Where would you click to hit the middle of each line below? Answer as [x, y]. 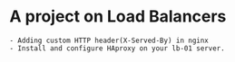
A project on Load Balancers [118, 17]
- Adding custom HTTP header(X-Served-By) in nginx [109, 40]
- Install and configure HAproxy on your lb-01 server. [117, 48]
